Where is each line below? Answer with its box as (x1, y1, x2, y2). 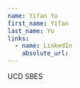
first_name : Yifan (7, 19, 69, 27)
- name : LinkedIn (14, 42, 73, 50)
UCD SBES (7, 72, 43, 81)
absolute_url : (22, 49, 69, 57)
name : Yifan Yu (7, 11, 58, 20)
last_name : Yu (7, 27, 55, 35)
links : (7, 34, 30, 43)
